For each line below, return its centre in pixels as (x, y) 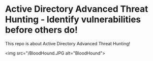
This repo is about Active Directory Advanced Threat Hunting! (68, 43)
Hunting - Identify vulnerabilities (73, 19)
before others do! (41, 30)
